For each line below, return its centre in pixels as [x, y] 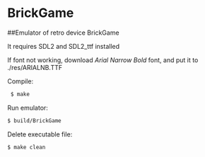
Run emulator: [28, 107]
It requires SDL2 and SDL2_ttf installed [64, 46]
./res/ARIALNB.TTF [35, 67]
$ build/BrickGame [34, 121]
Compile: [20, 81]
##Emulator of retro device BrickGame [63, 33]
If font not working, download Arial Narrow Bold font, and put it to [103, 60]
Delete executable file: [40, 134]
